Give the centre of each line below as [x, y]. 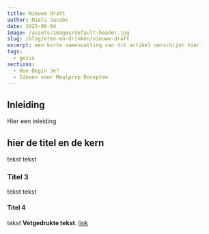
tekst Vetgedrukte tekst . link [48, 222]
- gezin [24, 58]
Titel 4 [16, 207]
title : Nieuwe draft [37, 13]
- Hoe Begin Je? [36, 70]
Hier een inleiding [32, 121]
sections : [21, 64]
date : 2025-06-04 [32, 26]
